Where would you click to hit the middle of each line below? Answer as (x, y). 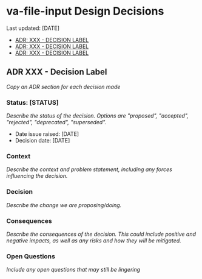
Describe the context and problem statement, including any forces (89, 169)
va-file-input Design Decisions (85, 11)
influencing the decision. (37, 176)
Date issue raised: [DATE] (47, 134)
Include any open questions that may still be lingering (73, 270)
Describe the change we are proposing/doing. (64, 205)
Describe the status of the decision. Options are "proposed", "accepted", (98, 116)
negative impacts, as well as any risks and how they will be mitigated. (94, 240)
